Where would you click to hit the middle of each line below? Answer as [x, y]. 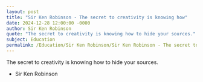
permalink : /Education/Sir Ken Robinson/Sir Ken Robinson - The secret [98, 45]
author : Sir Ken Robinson [39, 28]
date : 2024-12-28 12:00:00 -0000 [48, 23]
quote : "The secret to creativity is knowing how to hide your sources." [101, 34]
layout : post [23, 12]
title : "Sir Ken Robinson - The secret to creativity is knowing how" [97, 17]
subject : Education [31, 40]
